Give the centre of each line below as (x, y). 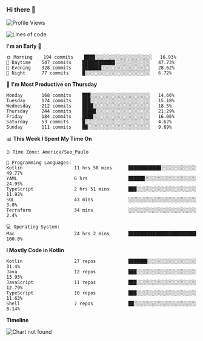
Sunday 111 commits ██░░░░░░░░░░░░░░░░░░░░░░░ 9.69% (89, 127)
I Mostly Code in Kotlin (35, 250)
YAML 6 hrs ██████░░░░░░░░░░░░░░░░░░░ (101, 179)
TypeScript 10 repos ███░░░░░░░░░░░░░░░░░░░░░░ (101, 293)
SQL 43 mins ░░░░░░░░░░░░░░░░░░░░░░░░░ (101, 200)
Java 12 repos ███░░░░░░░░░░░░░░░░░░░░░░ (101, 272)
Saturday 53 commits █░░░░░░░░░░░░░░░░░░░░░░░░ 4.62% (89, 122)
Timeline (18, 320)
